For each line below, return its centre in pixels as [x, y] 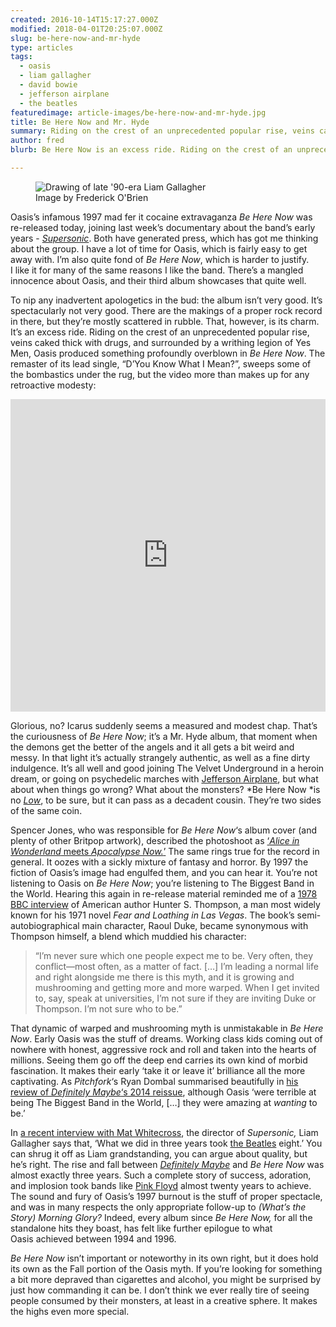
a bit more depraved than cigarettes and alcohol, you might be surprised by [166, 1279]
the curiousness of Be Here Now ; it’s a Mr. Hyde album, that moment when [164, 736]
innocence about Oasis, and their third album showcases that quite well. [158, 280]
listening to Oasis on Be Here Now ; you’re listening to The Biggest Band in [162, 883]
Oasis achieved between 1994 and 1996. [93, 1238]
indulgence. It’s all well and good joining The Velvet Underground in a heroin [167, 768]
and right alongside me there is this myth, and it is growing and [164, 977]
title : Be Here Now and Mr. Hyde [80, 122]
